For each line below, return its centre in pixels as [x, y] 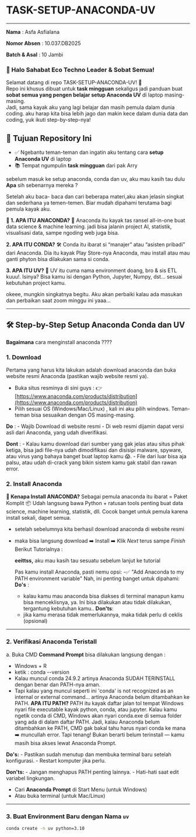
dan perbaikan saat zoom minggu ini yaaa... [58, 301]
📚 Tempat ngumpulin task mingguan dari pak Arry [76, 166]
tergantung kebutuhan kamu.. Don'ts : [68, 609]
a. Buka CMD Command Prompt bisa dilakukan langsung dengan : [86, 654]
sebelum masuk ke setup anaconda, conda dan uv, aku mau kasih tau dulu [96, 179]
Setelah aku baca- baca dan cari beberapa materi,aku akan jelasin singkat [95, 197]
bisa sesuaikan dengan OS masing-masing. [83, 415]
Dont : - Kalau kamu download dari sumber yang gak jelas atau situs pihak [95, 444]
